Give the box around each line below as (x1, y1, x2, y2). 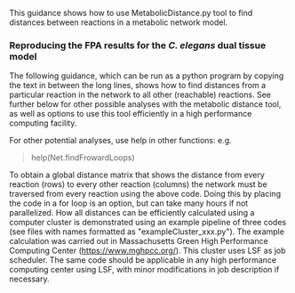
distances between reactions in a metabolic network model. (9, 17, 228, 28)
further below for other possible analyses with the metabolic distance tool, (9, 99, 282, 110)
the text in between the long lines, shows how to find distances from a (9, 80, 267, 91)
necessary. (9, 273, 51, 284)
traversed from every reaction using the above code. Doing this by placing (9, 189, 282, 199)
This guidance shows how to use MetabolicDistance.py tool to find (9, 8, 253, 18)
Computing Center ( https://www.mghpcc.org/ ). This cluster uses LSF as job (9, 245, 286, 256)
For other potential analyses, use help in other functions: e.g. (9, 135, 233, 146)
